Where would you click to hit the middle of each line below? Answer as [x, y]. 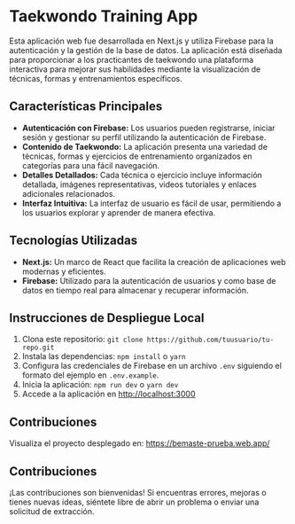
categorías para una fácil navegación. [91, 165]
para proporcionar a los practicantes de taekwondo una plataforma [132, 59]
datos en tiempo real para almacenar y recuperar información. [135, 290]
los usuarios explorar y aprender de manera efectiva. [119, 212]
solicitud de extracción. [52, 511]
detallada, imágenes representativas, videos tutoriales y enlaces [139, 184]
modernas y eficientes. [64, 271]
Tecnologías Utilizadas [74, 241]
